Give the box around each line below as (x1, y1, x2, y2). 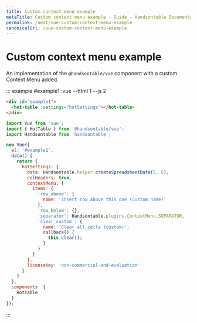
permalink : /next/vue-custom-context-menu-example (6, 19, 133, 25)
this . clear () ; (47, 235, 83, 241)
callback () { (43, 229, 75, 235)
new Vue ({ (6, 142, 30, 148)
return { (16, 158, 38, 165)
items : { (32, 186, 54, 192)
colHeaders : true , (27, 175, 72, 181)
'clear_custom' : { (37, 218, 83, 224)
